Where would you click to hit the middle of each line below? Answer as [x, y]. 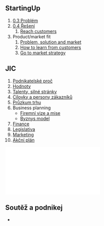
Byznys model [35, 118]
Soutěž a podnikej [34, 208]
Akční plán [23, 140]
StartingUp [23, 8]
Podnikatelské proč [33, 81]
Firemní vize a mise [40, 113]
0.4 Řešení [24, 26]
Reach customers [38, 31]
